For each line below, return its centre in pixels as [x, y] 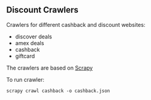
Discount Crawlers [43, 10]
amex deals [30, 43]
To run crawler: [25, 79]
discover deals [33, 37]
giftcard [25, 56]
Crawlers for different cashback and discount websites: [76, 24]
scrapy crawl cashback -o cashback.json [58, 91]
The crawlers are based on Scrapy [50, 68]
